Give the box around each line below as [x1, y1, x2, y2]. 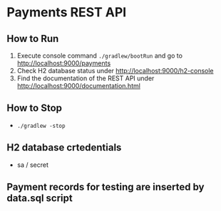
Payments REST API [6, 4, 127, 21]
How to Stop [6, 102, 62, 114]
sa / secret [16, 161, 49, 169]
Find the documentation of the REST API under [16, 74, 155, 82]
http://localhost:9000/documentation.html [16, 82, 140, 90]
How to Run [6, 33, 59, 45]
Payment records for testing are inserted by [6, 181, 205, 193]
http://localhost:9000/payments [16, 59, 111, 67]
